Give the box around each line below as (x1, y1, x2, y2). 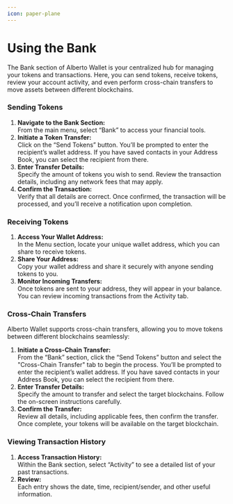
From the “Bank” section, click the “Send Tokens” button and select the (17, 353, 222, 361)
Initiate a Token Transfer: (17, 133, 92, 141)
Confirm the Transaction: (17, 185, 93, 193)
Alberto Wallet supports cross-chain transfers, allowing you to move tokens (7, 325, 223, 334)
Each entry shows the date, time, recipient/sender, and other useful (17, 482, 211, 491)
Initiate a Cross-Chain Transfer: (17, 346, 111, 355)
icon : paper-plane (7, 10, 61, 17)
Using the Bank (7, 40, 97, 56)
